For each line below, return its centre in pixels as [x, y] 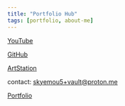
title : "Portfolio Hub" [43, 14]
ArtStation [22, 68]
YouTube [20, 40]
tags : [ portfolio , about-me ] [50, 20]
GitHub [18, 54]
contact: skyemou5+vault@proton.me [63, 81]
